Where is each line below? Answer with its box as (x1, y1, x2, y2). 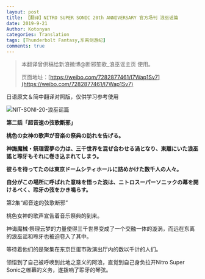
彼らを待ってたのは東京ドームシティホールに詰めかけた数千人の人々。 (6, 165, 182, 173)
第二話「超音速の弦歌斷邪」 (6, 118, 76, 126)
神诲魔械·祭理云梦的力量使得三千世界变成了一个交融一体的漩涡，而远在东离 (6, 225, 195, 232)
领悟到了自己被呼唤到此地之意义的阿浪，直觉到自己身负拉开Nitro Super (6, 258, 185, 266)
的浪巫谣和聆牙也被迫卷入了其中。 (6, 233, 92, 240)
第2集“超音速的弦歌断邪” (6, 199, 68, 206)
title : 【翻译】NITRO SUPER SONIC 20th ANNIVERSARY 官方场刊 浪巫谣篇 (6, 15, 179, 21)
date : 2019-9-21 (6, 20, 48, 26)
